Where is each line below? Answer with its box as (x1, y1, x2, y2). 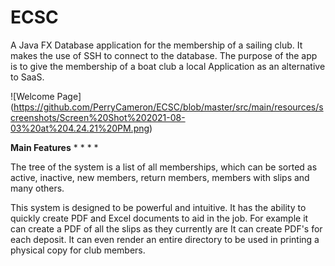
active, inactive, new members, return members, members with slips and (10, 171, 310, 183)
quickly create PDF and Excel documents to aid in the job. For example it (10, 212, 309, 224)
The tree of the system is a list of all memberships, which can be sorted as (10, 161, 318, 173)
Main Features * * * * (10, 141, 99, 153)
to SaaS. (10, 71, 45, 83)
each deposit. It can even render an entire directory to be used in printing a (10, 233, 320, 245)
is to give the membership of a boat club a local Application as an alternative (10, 60, 326, 72)
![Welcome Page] (10, 90, 82, 102)
